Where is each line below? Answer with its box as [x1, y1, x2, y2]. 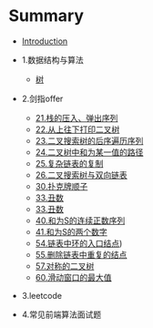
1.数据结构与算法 [21, 54, 84, 65]
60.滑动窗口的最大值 [35, 272, 112, 282]
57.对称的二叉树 [35, 261, 95, 272]
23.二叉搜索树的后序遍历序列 [35, 135, 144, 146]
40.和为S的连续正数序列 [35, 215, 126, 226]
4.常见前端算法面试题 [21, 309, 102, 320]
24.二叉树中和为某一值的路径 [35, 147, 144, 158]
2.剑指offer [21, 93, 64, 104]
